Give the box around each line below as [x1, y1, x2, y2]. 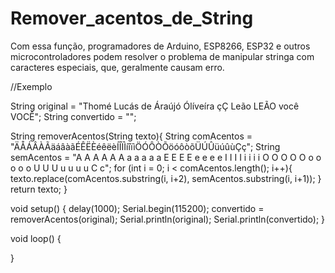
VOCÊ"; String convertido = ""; [10, 110, 137, 122]
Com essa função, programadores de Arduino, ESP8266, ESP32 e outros [10, 40, 311, 52]
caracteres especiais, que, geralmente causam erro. [10, 61, 225, 73]
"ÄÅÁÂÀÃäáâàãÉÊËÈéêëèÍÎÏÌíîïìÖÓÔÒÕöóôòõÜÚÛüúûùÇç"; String [10, 140, 281, 152]
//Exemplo [10, 80, 53, 92]
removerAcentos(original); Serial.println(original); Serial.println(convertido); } [10, 213, 326, 225]
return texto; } [10, 183, 68, 195]
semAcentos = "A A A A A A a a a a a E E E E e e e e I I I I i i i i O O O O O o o [10, 151, 322, 163]
